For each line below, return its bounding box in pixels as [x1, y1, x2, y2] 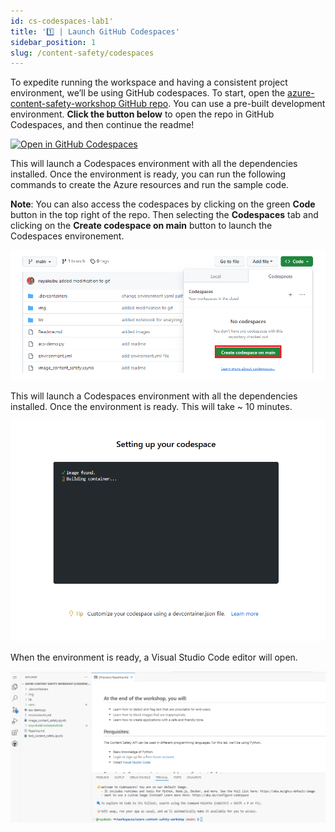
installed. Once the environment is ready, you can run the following [10, 168, 287, 180]
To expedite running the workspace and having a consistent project [10, 76, 288, 89]
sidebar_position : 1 [10, 37, 97, 47]
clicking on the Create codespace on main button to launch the [10, 220, 273, 232]
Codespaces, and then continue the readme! [10, 119, 195, 131]
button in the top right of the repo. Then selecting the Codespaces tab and [10, 209, 319, 221]
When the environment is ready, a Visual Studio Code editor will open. [10, 651, 298, 664]
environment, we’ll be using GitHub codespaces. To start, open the [10, 87, 286, 99]
